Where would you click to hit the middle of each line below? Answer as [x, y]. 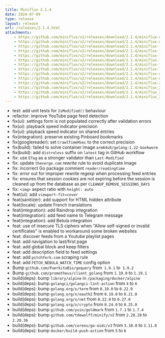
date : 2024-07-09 [23, 14]
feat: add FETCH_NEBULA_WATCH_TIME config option [61, 263]
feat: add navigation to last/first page [50, 241]
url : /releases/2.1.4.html [33, 28]
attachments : [18, 33]
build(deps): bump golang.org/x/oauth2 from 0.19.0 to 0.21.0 [75, 294]
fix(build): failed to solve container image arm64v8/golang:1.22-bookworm [85, 147]
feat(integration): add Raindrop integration [55, 210]
